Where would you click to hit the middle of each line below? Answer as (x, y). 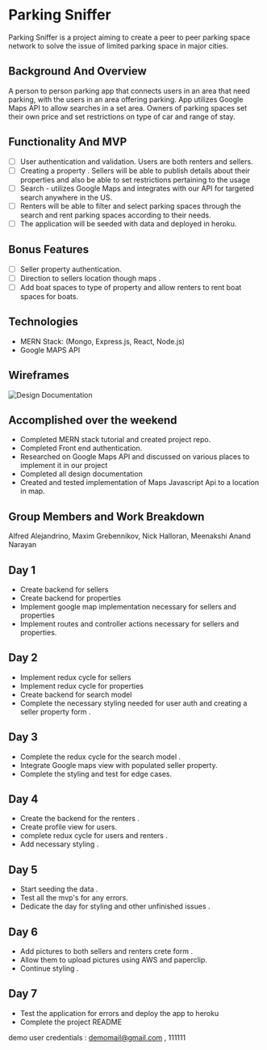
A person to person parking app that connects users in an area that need (129, 91)
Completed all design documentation (81, 474)
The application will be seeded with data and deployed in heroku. (128, 223)
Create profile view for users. (69, 827)
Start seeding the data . (59, 889)
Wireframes (39, 375)
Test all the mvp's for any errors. (74, 898)
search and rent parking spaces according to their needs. (115, 215)
